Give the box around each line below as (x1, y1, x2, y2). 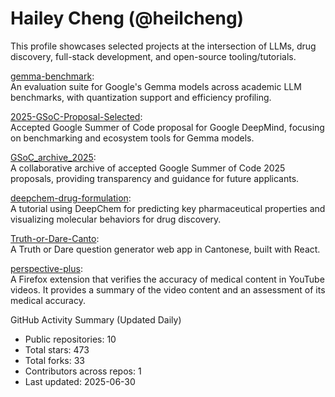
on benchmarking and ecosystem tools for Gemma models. (10, 132, 255, 144)
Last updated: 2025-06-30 (24, 375, 136, 387)
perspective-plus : (10, 262, 83, 274)
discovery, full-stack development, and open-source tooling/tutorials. (10, 50, 297, 62)
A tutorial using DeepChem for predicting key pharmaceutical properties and (10, 202, 326, 214)
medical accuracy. (10, 294, 86, 306)
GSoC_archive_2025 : (10, 151, 97, 163)
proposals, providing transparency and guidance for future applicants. (10, 172, 300, 184)
